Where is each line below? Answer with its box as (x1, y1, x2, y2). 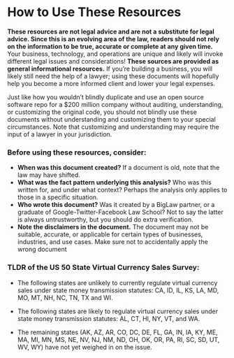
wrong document (17, 245, 68, 254)
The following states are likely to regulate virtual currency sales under (17, 307, 219, 315)
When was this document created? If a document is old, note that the (17, 164, 220, 172)
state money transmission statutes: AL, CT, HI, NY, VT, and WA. (17, 314, 200, 322)
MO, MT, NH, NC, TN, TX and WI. (17, 293, 113, 301)
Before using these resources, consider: (7, 148, 147, 157)
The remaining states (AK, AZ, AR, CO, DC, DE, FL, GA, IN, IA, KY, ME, (17, 328, 218, 336)
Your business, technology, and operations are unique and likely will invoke (7, 50, 224, 58)
